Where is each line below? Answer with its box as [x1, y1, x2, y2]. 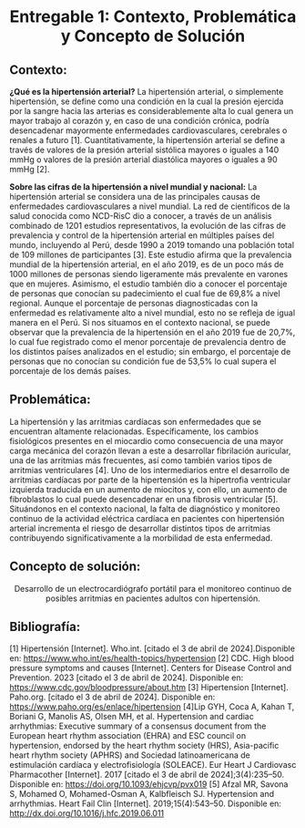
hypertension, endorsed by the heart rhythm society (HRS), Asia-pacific [9, 740, 280, 751]
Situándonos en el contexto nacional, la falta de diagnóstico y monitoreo [9, 503, 280, 514]
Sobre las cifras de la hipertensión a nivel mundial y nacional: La [9, 181, 258, 192]
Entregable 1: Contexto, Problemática [9, 6, 297, 27]
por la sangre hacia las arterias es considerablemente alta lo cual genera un [9, 106, 294, 116]
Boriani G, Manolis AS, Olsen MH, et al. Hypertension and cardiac [9, 711, 255, 722]
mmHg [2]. [9, 164, 50, 174]
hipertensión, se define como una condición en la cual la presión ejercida [9, 96, 284, 107]
